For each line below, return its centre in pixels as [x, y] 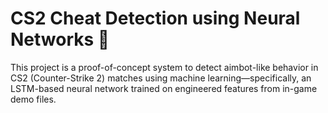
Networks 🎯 [60, 39]
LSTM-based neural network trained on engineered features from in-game [164, 88]
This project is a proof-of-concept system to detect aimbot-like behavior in [164, 67]
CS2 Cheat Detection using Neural [155, 18]
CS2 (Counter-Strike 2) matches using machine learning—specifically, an [161, 78]
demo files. [33, 99]
